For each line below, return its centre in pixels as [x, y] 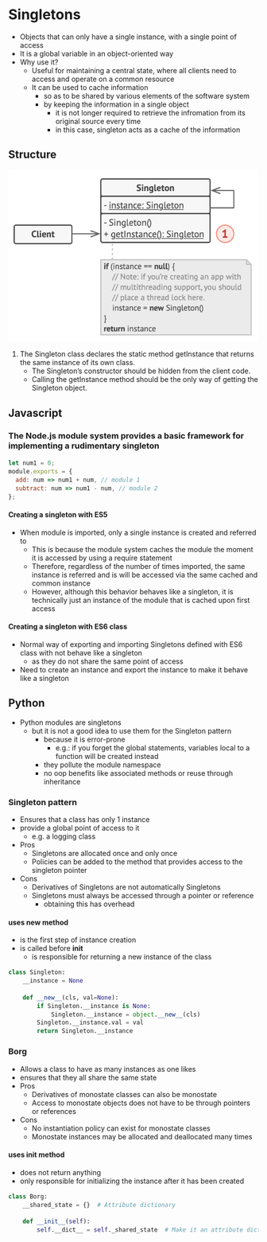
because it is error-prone [84, 739]
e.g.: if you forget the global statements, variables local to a [153, 748]
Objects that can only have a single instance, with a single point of [128, 37]
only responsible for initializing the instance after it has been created [132, 1181]
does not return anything [60, 1172]
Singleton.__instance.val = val [91, 1023]
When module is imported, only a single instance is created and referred [138, 532]
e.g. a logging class [64, 836]
